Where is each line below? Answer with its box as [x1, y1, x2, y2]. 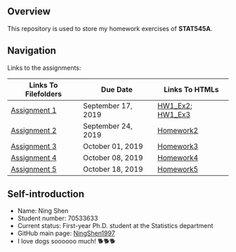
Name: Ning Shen [17, 207, 69, 215]
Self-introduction [7, 188, 85, 200]
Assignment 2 [11, 125, 57, 135]
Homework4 [157, 153, 199, 163]
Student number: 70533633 [17, 214, 98, 222]
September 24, [83, 121, 133, 131]
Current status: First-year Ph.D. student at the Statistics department [17, 222, 214, 230]
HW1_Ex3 [157, 109, 191, 119]
